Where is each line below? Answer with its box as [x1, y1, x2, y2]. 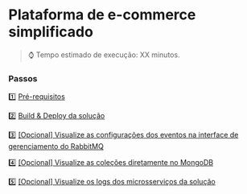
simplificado [8, 23, 94, 41]
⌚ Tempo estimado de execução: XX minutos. [27, 50, 180, 60]
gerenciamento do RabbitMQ [8, 142, 105, 151]
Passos [8, 72, 38, 84]
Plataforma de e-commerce [8, 6, 196, 24]
